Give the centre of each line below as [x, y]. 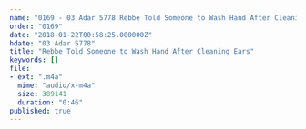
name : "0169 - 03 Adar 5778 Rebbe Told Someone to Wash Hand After [140, 18]
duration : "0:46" [51, 102]
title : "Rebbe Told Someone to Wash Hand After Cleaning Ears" [132, 52]
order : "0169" [36, 26]
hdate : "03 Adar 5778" [52, 43]
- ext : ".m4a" [36, 77]
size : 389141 [42, 94]
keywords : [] [34, 60]
